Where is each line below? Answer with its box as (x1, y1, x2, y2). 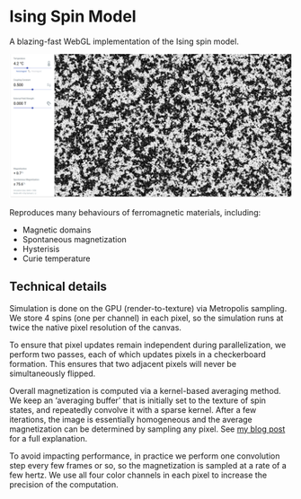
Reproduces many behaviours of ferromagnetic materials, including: (9, 206, 261, 217)
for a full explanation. (9, 433, 88, 443)
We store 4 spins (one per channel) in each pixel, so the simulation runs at (9, 312, 284, 323)
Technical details (9, 279, 108, 294)
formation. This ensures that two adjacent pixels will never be (9, 358, 236, 369)
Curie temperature (22, 253, 91, 264)
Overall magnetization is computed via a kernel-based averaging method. (9, 385, 281, 396)
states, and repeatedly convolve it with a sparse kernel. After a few (9, 404, 257, 415)
